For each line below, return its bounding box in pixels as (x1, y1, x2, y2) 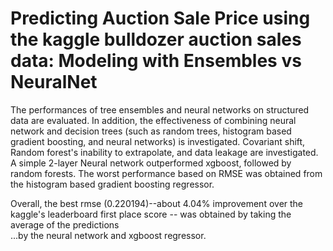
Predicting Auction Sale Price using (10, 7, 311, 30)
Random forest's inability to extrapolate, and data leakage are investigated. (10, 146, 319, 158)
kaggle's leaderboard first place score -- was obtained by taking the (10, 208, 292, 220)
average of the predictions (10, 218, 120, 231)
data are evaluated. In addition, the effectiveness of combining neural (10, 114, 297, 126)
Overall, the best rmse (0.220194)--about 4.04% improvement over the (10, 197, 304, 209)
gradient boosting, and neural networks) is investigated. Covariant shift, (10, 135, 306, 147)
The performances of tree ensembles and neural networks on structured (10, 103, 310, 116)
